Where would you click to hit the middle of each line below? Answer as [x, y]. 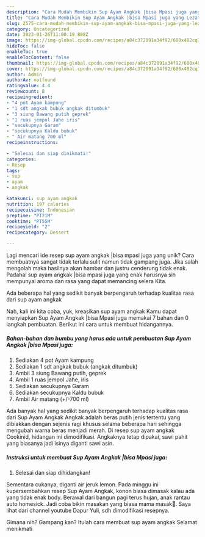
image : [15, 40]
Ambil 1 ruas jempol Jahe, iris [52, 380]
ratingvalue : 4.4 [28, 86]
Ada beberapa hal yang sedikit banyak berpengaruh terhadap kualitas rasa [100, 293]
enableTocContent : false [38, 57]
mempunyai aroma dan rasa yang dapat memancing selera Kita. [86, 281]
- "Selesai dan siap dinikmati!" [49, 153]
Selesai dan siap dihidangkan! [52, 472]
